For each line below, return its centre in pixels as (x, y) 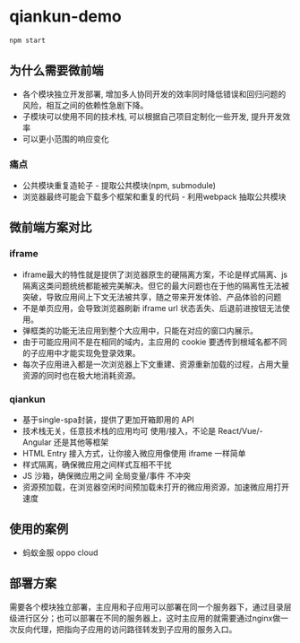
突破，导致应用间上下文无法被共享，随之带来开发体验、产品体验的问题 (152, 297)
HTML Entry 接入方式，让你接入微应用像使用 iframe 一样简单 (134, 453)
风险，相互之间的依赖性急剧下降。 (85, 105)
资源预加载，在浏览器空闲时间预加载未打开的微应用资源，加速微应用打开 (155, 487)
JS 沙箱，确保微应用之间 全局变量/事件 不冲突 (106, 475)
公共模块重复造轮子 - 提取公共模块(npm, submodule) (119, 185)
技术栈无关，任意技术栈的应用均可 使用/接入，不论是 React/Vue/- (142, 430)
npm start (28, 40)
